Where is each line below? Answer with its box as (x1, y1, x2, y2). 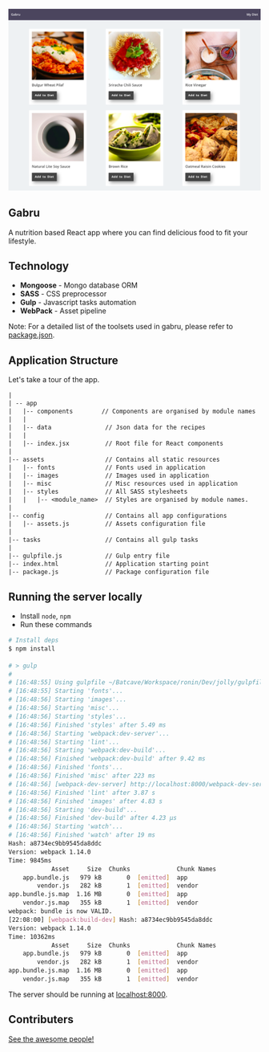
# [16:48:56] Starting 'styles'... (8, 712, 127, 720)
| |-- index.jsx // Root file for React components (8, 439, 224, 448)
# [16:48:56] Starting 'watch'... (8, 822, 124, 831)
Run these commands (19, 620, 92, 629)
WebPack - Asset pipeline (19, 306, 106, 316)
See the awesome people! (8, 1034, 94, 1044)
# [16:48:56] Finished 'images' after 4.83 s (8, 797, 163, 805)
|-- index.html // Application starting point (8, 560, 210, 569)
